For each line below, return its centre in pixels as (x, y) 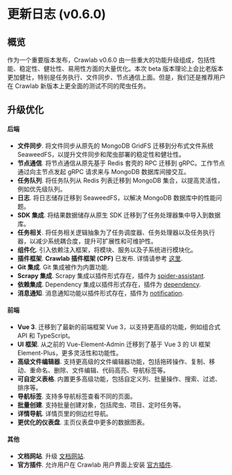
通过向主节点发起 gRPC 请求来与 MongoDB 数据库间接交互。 (104, 171)
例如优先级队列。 (42, 189)
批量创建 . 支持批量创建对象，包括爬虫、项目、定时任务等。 (101, 405)
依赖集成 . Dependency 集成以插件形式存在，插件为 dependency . (109, 284)
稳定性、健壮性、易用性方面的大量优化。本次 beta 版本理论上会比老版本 (121, 69)
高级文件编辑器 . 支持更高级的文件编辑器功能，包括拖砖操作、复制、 (113, 361)
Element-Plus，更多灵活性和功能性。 (70, 353)
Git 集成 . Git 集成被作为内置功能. (63, 267)
